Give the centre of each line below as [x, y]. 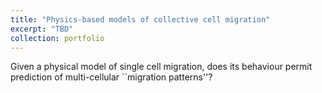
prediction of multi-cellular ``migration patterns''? [111, 77]
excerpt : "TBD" [42, 29]
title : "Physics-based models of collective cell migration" [140, 19]
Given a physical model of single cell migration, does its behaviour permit [161, 67]
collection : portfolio [57, 38]
